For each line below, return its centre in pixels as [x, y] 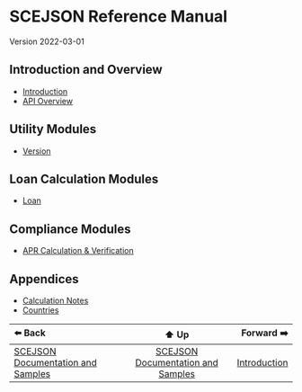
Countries [40, 310]
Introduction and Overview [86, 70]
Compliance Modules [71, 229]
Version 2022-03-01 [47, 41]
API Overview [48, 101]
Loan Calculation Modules [84, 178]
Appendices [44, 279]
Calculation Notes [55, 300]
